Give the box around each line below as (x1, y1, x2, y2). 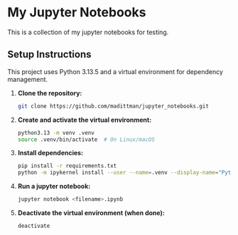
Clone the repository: (17, 88, 82, 97)
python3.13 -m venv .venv (17, 129, 94, 136)
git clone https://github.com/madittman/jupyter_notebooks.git (17, 103, 210, 110)
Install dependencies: (17, 149, 84, 157)
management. (7, 75, 48, 83)
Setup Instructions (7, 48, 92, 61)
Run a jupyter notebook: (17, 182, 91, 191)
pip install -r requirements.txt (17, 162, 117, 169)
